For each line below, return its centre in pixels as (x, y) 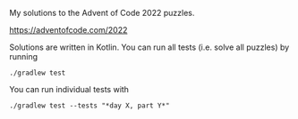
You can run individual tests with (69, 89)
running (24, 56)
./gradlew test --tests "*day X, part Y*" (89, 106)
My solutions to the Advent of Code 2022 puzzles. (102, 13)
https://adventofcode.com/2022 (68, 30)
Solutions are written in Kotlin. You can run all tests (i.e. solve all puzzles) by (149, 47)
